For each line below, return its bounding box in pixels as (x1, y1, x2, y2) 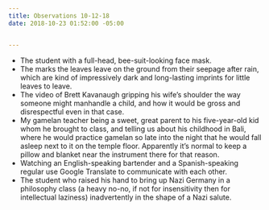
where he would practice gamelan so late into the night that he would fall (19, 132, 262, 142)
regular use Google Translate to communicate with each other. (19, 167, 228, 176)
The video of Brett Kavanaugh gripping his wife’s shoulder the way (19, 89, 242, 99)
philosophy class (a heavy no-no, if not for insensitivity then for (19, 183, 231, 193)
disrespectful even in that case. (19, 106, 125, 117)
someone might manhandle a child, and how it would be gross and (19, 98, 241, 108)
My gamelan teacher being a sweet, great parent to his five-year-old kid (19, 115, 259, 125)
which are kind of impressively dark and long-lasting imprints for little (19, 72, 250, 82)
